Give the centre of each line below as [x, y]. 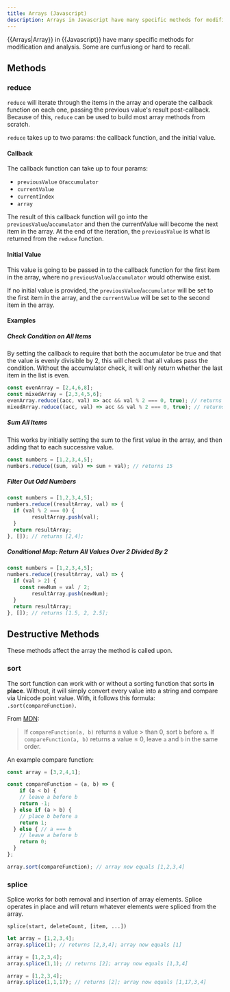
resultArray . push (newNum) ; [70, 593]
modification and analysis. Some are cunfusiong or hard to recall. [99, 47]
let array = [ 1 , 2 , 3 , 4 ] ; [41, 939]
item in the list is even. [39, 375]
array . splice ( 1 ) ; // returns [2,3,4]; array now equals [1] [95, 945]
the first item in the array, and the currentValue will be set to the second [108, 297]
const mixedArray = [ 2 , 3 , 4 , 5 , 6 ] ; [55, 395]
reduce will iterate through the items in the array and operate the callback [110, 103]
